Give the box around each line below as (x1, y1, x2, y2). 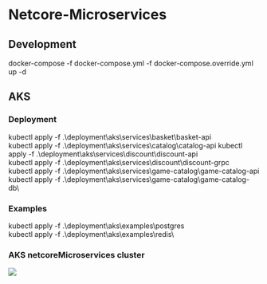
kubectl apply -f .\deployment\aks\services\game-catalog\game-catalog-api (8, 166, 260, 176)
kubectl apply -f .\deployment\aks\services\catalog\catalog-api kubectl (8, 140, 243, 150)
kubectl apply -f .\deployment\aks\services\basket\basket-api (8, 132, 212, 141)
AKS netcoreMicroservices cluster (8, 249, 145, 260)
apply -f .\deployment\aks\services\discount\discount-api (8, 149, 198, 159)
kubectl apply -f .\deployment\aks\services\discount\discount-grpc (8, 157, 230, 167)
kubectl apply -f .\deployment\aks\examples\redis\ (8, 229, 175, 239)
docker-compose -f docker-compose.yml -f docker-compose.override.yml (8, 58, 253, 68)
